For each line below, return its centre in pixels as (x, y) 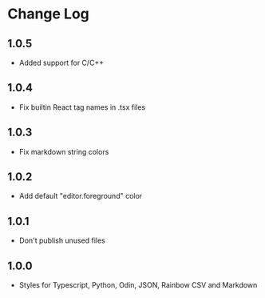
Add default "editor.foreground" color (81, 196)
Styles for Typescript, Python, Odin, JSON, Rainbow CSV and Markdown (138, 285)
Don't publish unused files (62, 240)
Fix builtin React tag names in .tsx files (82, 107)
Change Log (48, 14)
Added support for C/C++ (61, 62)
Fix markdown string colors (64, 151)
